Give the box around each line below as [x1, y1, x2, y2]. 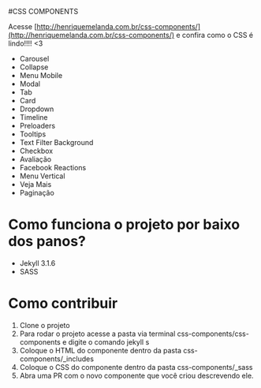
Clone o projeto [19, 320, 70, 330]
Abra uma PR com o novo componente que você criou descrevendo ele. [19, 371, 254, 380]
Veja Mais [19, 180, 52, 188]
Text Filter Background [19, 138, 94, 147]
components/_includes [19, 354, 95, 364]
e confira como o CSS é [176, 31, 254, 39]
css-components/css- [177, 329, 250, 338]
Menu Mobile [19, 71, 63, 80]
